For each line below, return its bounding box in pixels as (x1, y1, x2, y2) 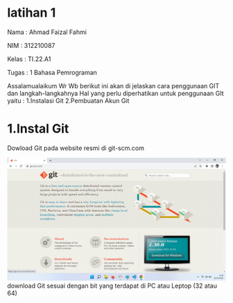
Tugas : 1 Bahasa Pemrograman (7, 68, 97, 76)
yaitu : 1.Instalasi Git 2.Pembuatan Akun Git (7, 96, 130, 105)
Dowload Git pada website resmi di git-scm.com (7, 144, 144, 152)
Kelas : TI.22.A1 (7, 54, 51, 63)
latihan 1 (7, 5, 56, 21)
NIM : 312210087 (7, 41, 55, 49)
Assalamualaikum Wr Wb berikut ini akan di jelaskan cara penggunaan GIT (7, 81, 220, 90)
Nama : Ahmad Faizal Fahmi (7, 28, 87, 36)
